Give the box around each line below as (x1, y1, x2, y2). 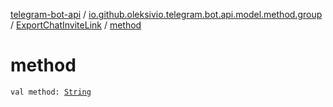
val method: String (10, 87, 92, 97)
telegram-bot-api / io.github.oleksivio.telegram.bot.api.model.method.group (10, 9, 323, 20)
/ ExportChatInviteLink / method (10, 19, 142, 31)
